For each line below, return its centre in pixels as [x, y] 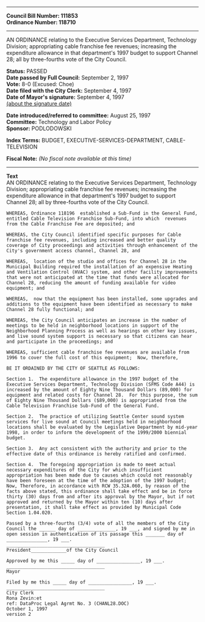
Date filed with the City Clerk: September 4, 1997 [69, 90]
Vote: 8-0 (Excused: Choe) [40, 84]
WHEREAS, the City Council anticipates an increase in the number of [97, 320]
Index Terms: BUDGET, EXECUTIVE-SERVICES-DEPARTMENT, [85, 140]
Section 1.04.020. [30, 513]
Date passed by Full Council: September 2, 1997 [68, 78]
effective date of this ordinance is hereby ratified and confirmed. [97, 454]
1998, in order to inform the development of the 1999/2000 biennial [97, 433]
